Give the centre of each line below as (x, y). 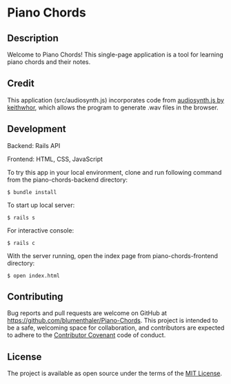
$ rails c (21, 243)
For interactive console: (41, 230)
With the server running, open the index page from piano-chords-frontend (113, 255)
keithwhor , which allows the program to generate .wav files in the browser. (113, 107)
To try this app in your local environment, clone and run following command (114, 172)
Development (37, 129)
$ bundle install (32, 192)
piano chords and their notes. (49, 62)
